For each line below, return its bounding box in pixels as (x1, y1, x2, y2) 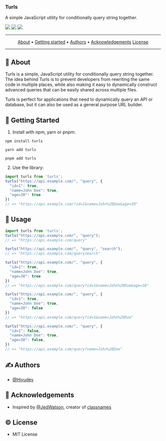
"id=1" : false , (9, 328, 41, 333)
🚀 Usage (5, 215, 31, 224)
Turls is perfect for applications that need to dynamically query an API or (5, 96, 153, 102)
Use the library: (12, 164, 44, 170)
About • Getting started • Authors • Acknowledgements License (17, 39, 149, 45)
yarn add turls (5, 147, 37, 152)
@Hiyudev (12, 376, 34, 382)
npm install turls (5, 138, 43, 144)
